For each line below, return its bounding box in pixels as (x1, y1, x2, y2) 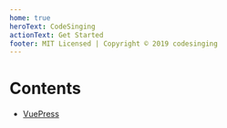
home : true (9, 13, 51, 23)
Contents (9, 79, 82, 99)
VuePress (22, 109, 59, 120)
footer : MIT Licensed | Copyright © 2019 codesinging (9, 38, 219, 48)
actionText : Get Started (9, 30, 104, 39)
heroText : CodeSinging (9, 22, 96, 31)
